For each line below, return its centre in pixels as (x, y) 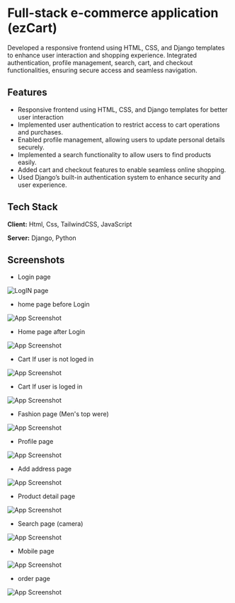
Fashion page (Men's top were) (63, 414)
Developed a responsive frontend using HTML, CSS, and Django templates (116, 47)
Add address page (45, 469)
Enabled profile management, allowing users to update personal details (121, 139)
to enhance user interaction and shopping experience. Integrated (102, 55)
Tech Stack (33, 207)
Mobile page (36, 551)
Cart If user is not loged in (56, 360)
